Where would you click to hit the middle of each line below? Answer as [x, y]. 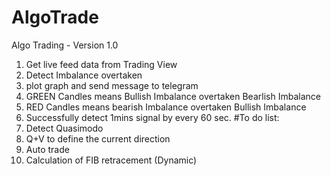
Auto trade [47, 149]
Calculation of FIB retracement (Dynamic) [111, 160]
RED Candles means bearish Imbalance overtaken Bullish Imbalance [166, 107]
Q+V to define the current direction [98, 138]
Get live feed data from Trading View [101, 64]
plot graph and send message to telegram [112, 85]
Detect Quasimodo [64, 128]
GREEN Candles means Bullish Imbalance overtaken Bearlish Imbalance [173, 96]
